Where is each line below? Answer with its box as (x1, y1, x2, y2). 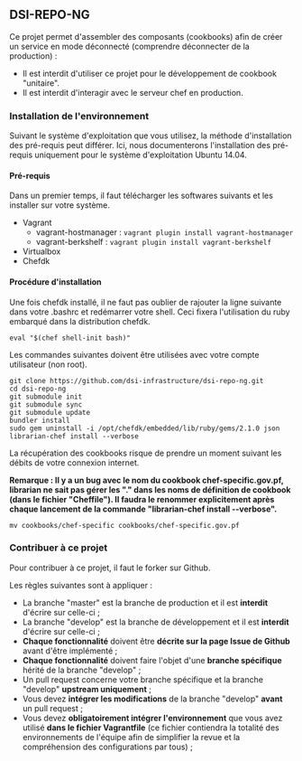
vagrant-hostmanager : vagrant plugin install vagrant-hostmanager (35, 227, 294, 238)
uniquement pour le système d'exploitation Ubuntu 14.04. (34, 149, 248, 161)
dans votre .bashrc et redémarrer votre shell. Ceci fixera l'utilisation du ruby (9, 306, 290, 317)
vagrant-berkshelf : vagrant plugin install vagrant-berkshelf (35, 237, 272, 248)
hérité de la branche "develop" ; (22, 664, 142, 675)
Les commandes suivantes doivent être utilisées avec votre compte (9, 349, 260, 360)
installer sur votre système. (9, 200, 111, 211)
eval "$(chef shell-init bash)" (9, 334, 131, 343)
